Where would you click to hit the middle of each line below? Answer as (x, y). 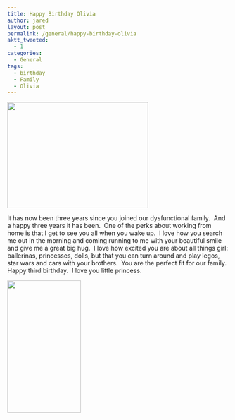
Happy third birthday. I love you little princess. (75, 271)
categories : (25, 54)
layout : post (26, 27)
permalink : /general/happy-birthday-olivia (72, 34)
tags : (15, 66)
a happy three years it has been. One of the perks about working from (109, 226)
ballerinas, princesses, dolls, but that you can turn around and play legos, (114, 256)
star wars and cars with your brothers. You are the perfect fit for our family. (117, 263)
